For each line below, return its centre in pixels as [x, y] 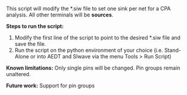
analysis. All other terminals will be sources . [60, 15]
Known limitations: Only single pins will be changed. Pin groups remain [93, 68]
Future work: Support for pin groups [50, 86]
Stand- [173, 50]
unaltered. [19, 74]
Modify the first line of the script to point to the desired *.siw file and [98, 37]
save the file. [30, 44]
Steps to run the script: [35, 26]
